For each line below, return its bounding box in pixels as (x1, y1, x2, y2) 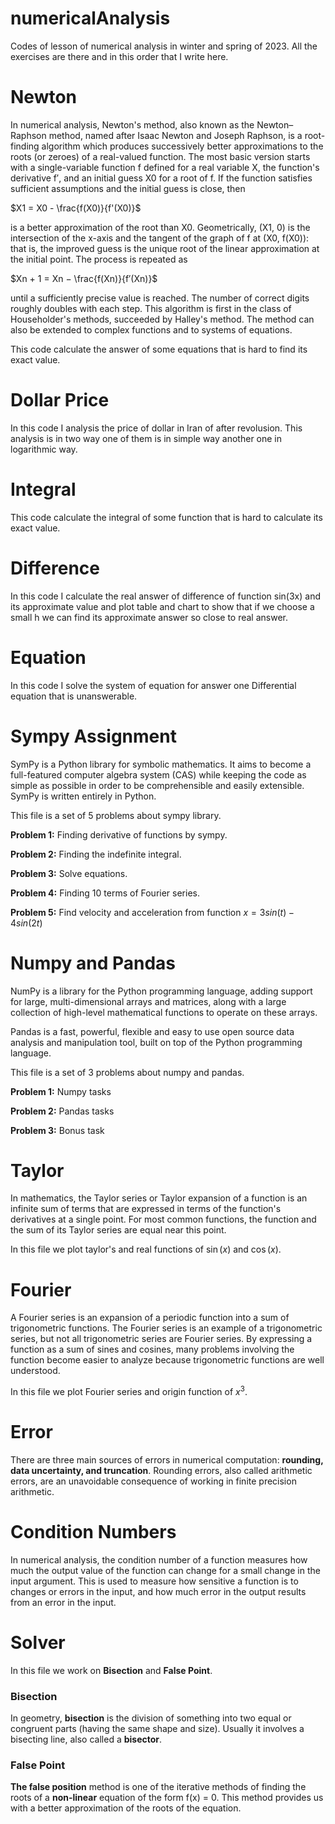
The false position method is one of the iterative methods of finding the (10, 1781, 307, 1793)
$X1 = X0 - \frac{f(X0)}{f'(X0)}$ (10, 202, 142, 214)
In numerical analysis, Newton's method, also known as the (10, 118, 255, 131)
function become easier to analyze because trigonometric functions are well (10, 1354, 325, 1366)
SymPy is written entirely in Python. (10, 790, 157, 802)
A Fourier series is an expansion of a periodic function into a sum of (10, 1312, 290, 1324)
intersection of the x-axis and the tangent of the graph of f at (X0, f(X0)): (10, 232, 310, 244)
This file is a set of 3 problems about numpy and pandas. (10, 1066, 245, 1078)
